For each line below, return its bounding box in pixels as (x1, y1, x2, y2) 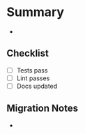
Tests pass (16, 66, 48, 74)
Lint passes (16, 74, 50, 82)
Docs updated (16, 82, 58, 90)
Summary (6, 4, 64, 20)
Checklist (6, 47, 49, 59)
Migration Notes (6, 103, 78, 114)
